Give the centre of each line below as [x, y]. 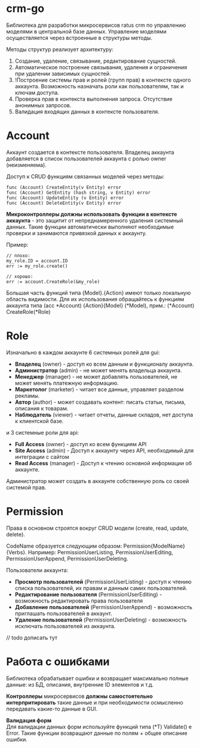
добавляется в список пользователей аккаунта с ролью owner [86, 158]
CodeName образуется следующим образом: [64, 546]
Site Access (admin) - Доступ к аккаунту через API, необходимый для [104, 450]
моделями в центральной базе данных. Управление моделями [87, 31]
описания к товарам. [41, 408]
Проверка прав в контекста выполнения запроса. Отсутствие [94, 99]
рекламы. [27, 395]
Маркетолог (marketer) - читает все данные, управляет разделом [99, 389]
